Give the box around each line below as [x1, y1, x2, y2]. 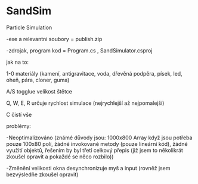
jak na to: [6, 58, 29, 66]
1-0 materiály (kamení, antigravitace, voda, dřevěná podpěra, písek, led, [6, 70, 183, 77]
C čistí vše [6, 111, 32, 118]
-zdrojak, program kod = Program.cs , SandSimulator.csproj [6, 46, 153, 54]
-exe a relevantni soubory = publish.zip [6, 35, 103, 42]
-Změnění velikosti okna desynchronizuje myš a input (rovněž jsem [6, 164, 171, 171]
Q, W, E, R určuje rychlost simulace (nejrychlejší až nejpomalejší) [6, 99, 165, 107]
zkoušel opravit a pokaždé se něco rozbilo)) [6, 153, 114, 160]
